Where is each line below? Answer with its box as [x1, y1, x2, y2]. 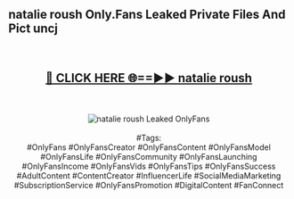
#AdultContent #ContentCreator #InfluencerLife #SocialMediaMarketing [16, 170, 282, 181]
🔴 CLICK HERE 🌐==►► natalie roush [45, 70, 253, 86]
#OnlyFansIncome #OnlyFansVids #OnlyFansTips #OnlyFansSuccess [21, 161, 276, 171]
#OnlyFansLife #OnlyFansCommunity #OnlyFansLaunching [40, 151, 257, 162]
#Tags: [135, 132, 162, 143]
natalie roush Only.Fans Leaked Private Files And [8, 7, 286, 22]
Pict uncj [8, 21, 59, 37]
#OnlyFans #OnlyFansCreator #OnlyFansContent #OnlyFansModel [27, 142, 271, 153]
